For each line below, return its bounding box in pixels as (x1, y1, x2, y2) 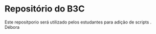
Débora (4, 24, 20, 30)
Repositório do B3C (4, 3, 85, 14)
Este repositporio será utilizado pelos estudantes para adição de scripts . (4, 19, 152, 25)
